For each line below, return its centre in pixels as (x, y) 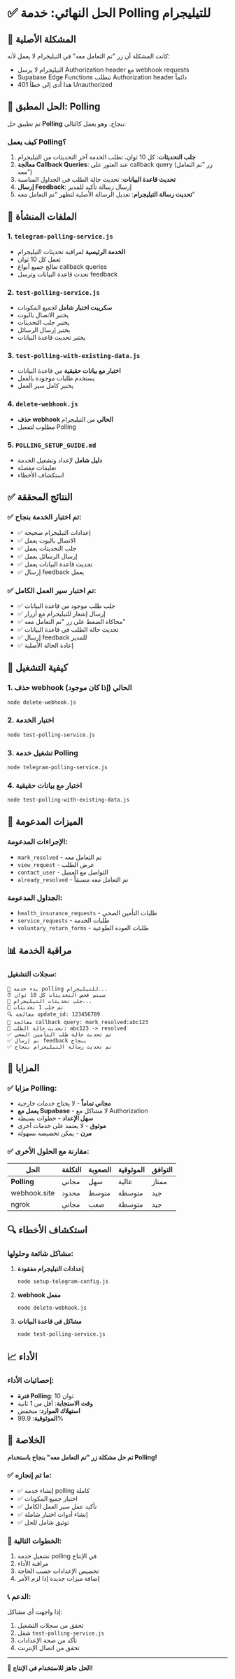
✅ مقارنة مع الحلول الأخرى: (48, 1151)
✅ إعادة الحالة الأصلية (45, 645)
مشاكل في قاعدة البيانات (49, 1322)
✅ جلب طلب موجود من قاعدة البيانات (66, 606)
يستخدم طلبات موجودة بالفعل (56, 378)
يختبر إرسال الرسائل (44, 330)
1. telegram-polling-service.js (60, 237)
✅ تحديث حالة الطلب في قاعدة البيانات (68, 629)
